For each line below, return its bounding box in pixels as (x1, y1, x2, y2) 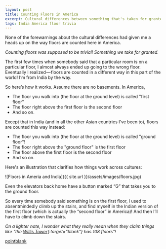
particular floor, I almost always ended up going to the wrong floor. (5, 64, 141, 70)
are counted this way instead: (5, 124, 65, 130)
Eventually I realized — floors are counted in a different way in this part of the (5, 70, 161, 75)
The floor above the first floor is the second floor (12, 149, 112, 155)
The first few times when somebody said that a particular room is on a (5, 59, 148, 65)
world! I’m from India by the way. (5, 74, 72, 80)
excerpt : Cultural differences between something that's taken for (5, 16, 147, 21)
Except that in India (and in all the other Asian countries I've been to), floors (5, 119, 159, 125)
